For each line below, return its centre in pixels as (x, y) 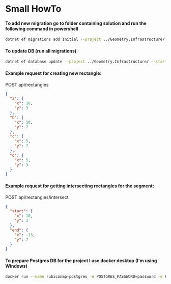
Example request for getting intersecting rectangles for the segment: (80, 186)
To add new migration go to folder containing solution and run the (76, 23)
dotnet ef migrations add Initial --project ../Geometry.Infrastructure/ (85, 39)
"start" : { (21, 211)
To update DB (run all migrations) (41, 51)
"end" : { (19, 230)
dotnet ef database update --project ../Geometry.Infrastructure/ (77, 62)
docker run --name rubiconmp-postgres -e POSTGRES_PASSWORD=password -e (84, 277)
